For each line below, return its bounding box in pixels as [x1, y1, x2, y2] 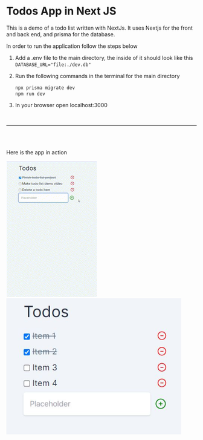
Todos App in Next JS [6, 4, 117, 18]
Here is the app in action [6, 148, 68, 156]
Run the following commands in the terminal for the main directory [14, 72, 180, 79]
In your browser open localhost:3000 [14, 101, 108, 108]
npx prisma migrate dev [14, 85, 76, 91]
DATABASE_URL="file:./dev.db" [14, 62, 92, 68]
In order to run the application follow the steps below [6, 42, 138, 50]
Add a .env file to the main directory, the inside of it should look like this [14, 54, 193, 61]
